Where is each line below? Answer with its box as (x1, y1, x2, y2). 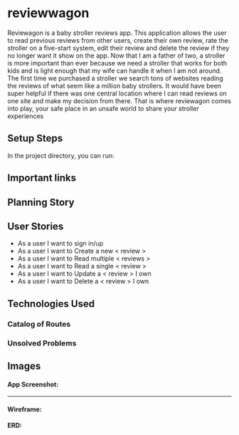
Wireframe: (7, 404, 43, 414)
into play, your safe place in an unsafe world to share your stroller (7, 104, 199, 112)
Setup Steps (7, 132, 63, 145)
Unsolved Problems (7, 338, 77, 348)
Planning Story (7, 196, 75, 208)
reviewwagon (7, 5, 90, 21)
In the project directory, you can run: (7, 151, 115, 159)
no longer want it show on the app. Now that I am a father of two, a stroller (7, 51, 225, 60)
